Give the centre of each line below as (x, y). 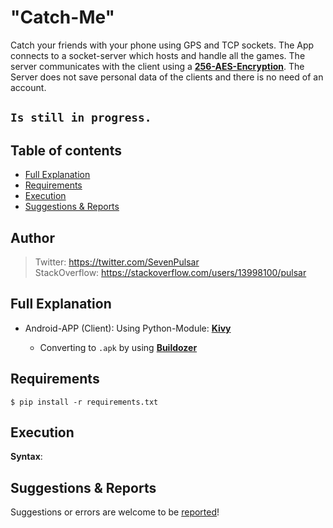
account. (28, 87)
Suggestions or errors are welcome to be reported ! (115, 512)
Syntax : (26, 457)
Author (32, 237)
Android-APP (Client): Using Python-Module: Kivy (128, 328)
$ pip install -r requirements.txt (84, 402)
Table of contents (66, 150)
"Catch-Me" (63, 17)
